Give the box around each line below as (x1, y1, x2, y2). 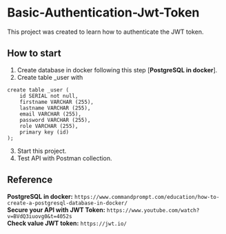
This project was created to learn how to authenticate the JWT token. (7, 28, 205, 36)
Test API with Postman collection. (17, 153, 112, 162)
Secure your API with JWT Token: (7, 205, 105, 214)
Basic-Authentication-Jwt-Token (7, 5, 200, 21)
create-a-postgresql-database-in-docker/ (7, 200, 128, 206)
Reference (7, 174, 53, 186)
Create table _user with (17, 73, 83, 81)
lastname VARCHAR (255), (19, 105, 91, 111)
